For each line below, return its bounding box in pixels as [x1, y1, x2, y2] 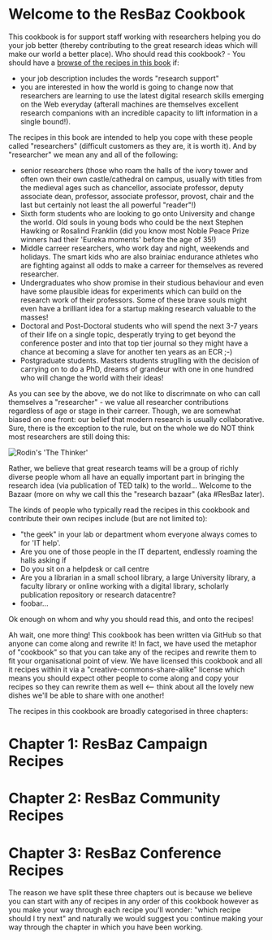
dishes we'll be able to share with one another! [8, 690, 165, 700]
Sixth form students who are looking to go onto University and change [19, 208, 256, 218]
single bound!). [19, 116, 71, 126]
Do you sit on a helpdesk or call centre [19, 564, 149, 573]
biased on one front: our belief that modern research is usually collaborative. [8, 414, 265, 424]
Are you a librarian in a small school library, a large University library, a [19, 572, 256, 582]
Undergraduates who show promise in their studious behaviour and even [19, 277, 264, 287]
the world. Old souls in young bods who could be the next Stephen [19, 217, 244, 227]
